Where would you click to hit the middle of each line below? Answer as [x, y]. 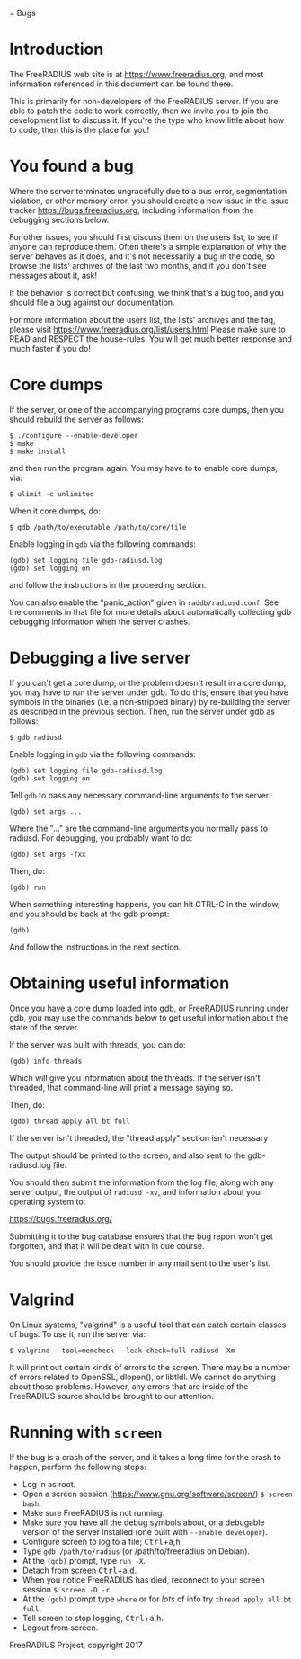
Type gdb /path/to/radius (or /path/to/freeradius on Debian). [136, 1551]
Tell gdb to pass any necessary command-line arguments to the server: [140, 795]
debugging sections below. [59, 219]
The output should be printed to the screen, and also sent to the [128, 1155]
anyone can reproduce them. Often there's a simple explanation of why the [148, 246]
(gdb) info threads [46, 1061]
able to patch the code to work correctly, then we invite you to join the [139, 111]
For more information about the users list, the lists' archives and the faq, [142, 319]
